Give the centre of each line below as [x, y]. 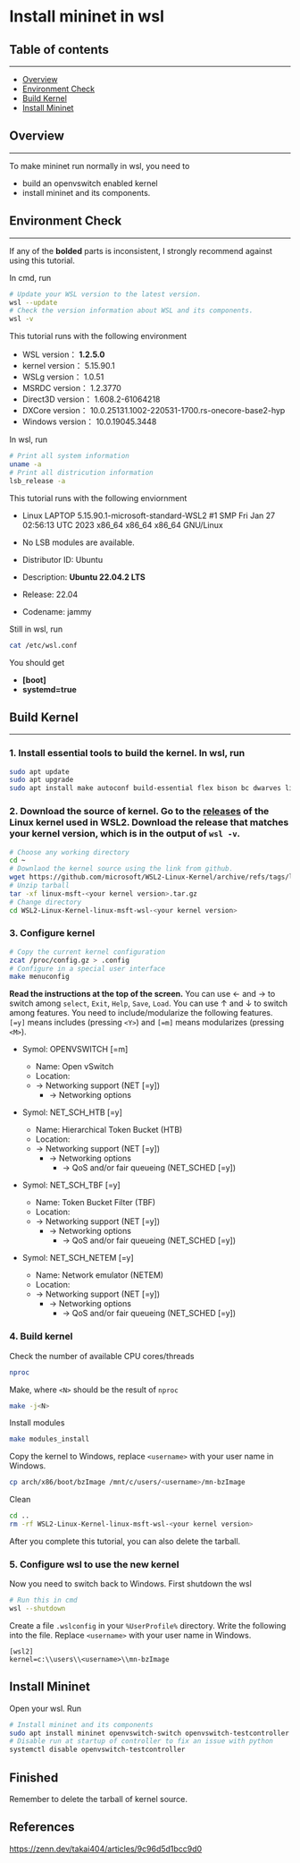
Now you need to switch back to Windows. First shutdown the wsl [130, 1584]
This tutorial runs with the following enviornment [98, 498]
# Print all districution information [81, 472]
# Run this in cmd [43, 1600]
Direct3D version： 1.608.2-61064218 [91, 399]
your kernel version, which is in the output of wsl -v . [125, 834]
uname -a [25, 464]
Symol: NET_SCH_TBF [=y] [71, 1185]
